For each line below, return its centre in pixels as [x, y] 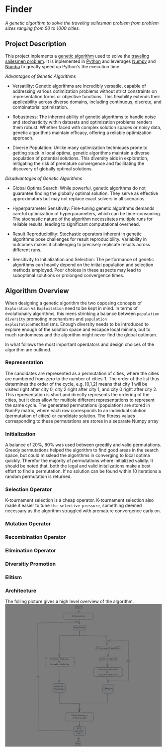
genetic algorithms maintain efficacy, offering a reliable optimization [82, 133]
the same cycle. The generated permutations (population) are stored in [78, 405]
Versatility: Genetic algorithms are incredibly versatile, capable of [79, 86]
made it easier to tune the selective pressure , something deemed [74, 506]
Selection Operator [29, 489]
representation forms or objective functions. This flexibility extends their [86, 96]
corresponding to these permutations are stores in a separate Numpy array [82, 421]
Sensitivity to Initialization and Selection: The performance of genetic [83, 259]
